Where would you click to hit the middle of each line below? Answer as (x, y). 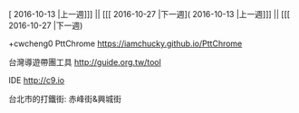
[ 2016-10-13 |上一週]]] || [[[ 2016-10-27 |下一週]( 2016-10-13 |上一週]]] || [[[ (149, 14)
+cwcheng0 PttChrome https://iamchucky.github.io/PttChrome (125, 43)
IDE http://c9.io (37, 80)
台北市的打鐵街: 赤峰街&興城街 (65, 99)
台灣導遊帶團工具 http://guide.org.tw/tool (85, 62)
